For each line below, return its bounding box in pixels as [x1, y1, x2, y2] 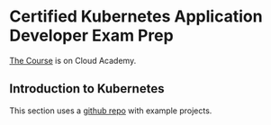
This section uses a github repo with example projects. [9, 105, 212, 116]
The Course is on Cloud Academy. [9, 55, 137, 66]
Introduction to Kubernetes [9, 81, 165, 96]
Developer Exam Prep [9, 25, 174, 46]
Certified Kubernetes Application [9, 6, 263, 27]
